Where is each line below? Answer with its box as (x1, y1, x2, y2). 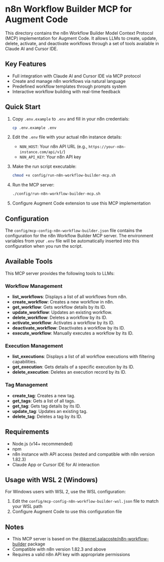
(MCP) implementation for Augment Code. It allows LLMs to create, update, (5, 35, 158, 41)
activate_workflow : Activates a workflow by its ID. (12, 320, 114, 326)
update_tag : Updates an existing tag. (12, 408, 88, 414)
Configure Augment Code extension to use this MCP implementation (12, 200, 151, 206)
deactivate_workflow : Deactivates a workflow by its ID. (12, 325, 125, 331)
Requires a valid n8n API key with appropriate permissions (12, 552, 130, 558)
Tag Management (5, 382, 48, 388)
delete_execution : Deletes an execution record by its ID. (12, 369, 127, 375)
